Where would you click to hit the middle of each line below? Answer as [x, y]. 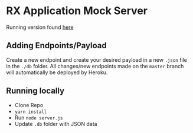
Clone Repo [29, 105]
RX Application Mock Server [77, 11]
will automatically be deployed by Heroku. [57, 72]
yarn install [31, 112]
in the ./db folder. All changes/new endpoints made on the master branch [95, 66]
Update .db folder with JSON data [56, 124]
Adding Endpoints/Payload [57, 46]
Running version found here [40, 27]
